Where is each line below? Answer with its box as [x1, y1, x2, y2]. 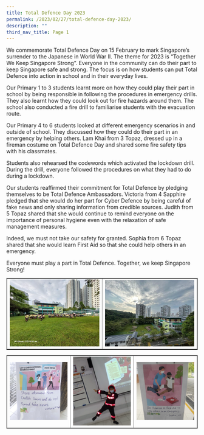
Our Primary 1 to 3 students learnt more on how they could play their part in [6, 84, 195, 91]
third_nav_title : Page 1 [6, 29, 69, 35]
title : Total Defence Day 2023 [6, 10, 86, 16]
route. [6, 110, 21, 117]
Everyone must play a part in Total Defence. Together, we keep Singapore [6, 259, 191, 267]
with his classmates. [6, 148, 57, 155]
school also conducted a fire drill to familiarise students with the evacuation [6, 103, 195, 111]
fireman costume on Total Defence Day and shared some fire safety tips [6, 141, 186, 148]
